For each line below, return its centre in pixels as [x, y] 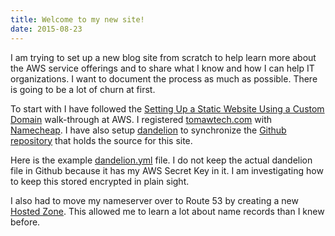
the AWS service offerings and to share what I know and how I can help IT [162, 68]
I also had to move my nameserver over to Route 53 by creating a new [154, 200]
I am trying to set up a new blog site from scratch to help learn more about [163, 57]
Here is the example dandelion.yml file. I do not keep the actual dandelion [161, 160]
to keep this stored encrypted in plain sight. [100, 181]
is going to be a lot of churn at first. [83, 89]
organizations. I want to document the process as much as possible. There [164, 78]
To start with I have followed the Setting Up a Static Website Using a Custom [167, 108]
